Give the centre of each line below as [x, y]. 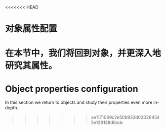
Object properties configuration [72, 89]
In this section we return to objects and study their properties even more [79, 102]
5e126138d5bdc [107, 123]
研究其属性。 [31, 66]
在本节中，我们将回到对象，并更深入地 [83, 53]
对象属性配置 [31, 29]
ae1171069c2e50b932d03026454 [125, 117]
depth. [12, 108]
